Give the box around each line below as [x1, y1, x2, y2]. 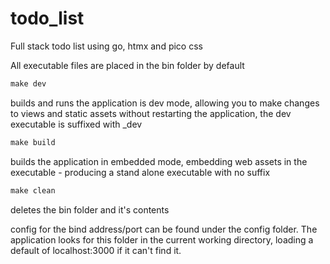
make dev [10, 78, 47, 89]
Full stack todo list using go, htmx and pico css [10, 40, 203, 52]
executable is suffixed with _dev [10, 118, 143, 130]
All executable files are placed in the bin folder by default [10, 59, 245, 71]
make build [10, 137, 56, 147]
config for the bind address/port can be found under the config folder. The [10, 223, 318, 235]
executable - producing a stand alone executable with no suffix [10, 166, 271, 178]
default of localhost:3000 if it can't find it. [10, 244, 182, 256]
